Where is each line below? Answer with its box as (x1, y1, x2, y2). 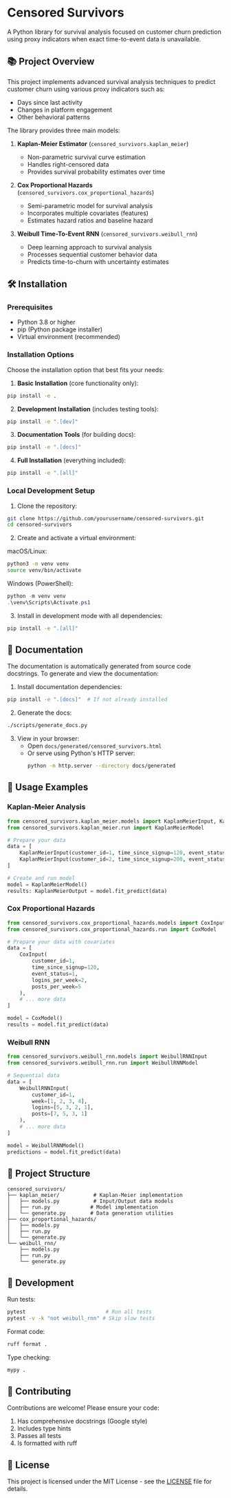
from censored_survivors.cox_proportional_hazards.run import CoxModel (7, 925, 217, 933)
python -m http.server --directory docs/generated (27, 763, 176, 770)
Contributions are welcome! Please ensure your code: (7, 1404, 159, 1412)
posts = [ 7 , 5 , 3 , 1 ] (32, 1111, 88, 1118)
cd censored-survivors (7, 522, 72, 529)
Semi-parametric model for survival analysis (27, 201, 153, 209)
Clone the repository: (16, 502, 78, 510)
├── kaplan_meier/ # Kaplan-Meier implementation (7, 1192, 184, 1199)
